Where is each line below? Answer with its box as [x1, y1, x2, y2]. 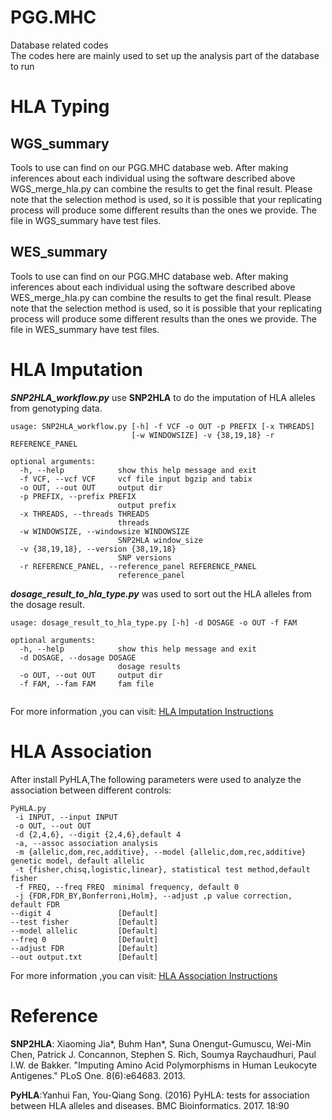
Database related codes [10, 39, 109, 51]
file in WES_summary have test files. [10, 323, 160, 335]
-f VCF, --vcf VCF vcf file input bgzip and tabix [19, 474, 253, 484]
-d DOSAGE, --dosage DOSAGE [19, 652, 137, 663]
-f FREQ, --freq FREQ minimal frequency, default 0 [14, 882, 240, 892]
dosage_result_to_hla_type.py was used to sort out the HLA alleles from [10, 587, 312, 600]
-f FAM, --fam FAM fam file [19, 679, 155, 689]
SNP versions [117, 552, 172, 563]
